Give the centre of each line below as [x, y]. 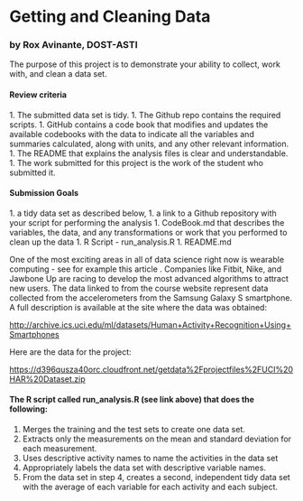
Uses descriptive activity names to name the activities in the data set [150, 459]
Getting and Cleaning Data [110, 17]
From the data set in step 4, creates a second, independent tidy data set [156, 478]
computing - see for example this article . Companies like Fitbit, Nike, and [146, 269]
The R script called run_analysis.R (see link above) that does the [132, 400]
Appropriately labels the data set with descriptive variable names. [144, 468]
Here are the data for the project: [71, 352]
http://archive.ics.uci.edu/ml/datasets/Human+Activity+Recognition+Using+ [150, 325]
